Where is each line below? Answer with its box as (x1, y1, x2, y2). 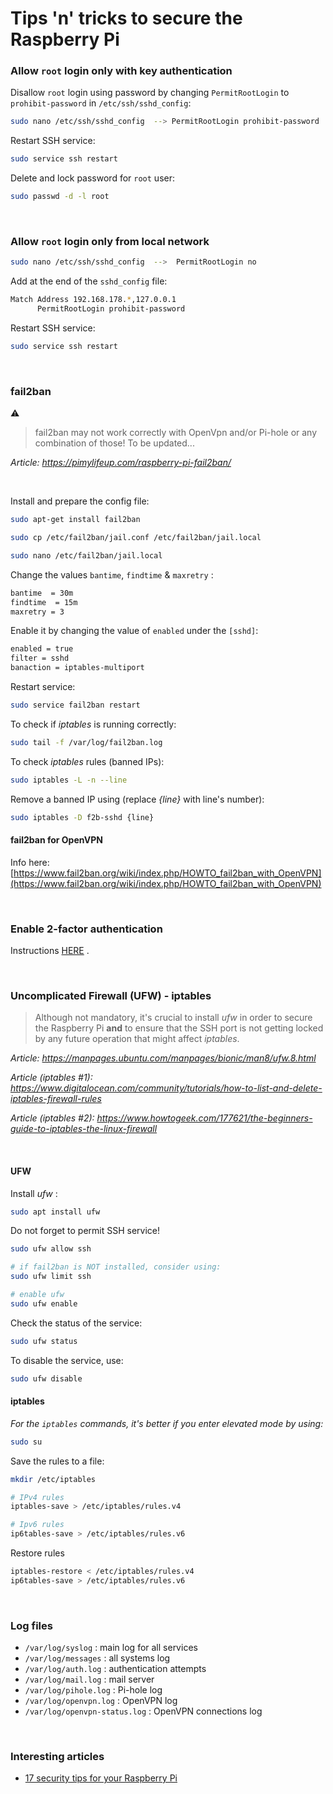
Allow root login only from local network (10, 235, 210, 249)
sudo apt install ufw (10, 1207, 101, 1217)
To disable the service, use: (10, 1354, 124, 1366)
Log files (10, 1618, 53, 1632)
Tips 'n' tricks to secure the (10, 7, 243, 30)
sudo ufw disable (10, 1373, 83, 1384)
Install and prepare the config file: (10, 495, 150, 507)
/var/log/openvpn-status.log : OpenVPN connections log (24, 1705, 263, 1717)
